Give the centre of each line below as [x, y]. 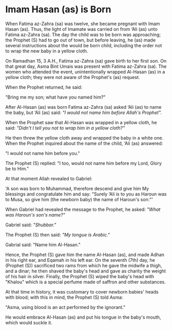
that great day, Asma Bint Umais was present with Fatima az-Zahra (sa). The [86, 66]
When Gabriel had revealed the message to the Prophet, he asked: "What [83, 209]
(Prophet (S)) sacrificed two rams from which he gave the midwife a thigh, [84, 265]
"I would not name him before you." [43, 153]
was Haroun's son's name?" [35, 215]
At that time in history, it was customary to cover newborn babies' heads [82, 292]
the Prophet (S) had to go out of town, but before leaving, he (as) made [80, 40]
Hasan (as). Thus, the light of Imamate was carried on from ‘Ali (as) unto [81, 29]
